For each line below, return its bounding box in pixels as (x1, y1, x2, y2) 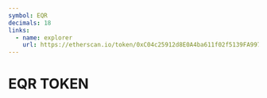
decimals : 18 (8, 19, 52, 27)
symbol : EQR (8, 11, 48, 20)
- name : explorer (15, 33, 73, 42)
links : (8, 26, 30, 34)
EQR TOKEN (8, 75, 89, 93)
